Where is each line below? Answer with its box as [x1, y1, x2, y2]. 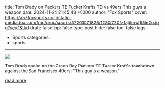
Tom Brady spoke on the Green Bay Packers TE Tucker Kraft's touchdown [5, 63, 155, 68]
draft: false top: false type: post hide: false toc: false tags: [30, 25, 147, 31]
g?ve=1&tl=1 [5, 25, 29, 31]
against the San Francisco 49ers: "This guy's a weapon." [5, 68, 120, 74]
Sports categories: [12, 34, 50, 40]
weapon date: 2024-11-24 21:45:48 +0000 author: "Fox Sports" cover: [5, 9, 147, 15]
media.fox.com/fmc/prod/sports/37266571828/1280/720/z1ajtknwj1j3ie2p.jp [5, 20, 159, 25]
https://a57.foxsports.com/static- [5, 15, 72, 20]
